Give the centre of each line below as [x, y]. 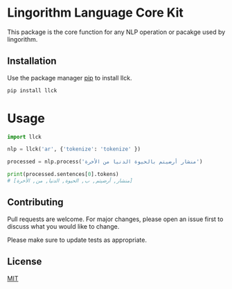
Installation [32, 61]
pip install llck [32, 90]
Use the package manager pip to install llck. [70, 78]
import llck [24, 137]
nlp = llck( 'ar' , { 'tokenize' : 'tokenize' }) [74, 149]
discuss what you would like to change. [63, 226]
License [25, 262]
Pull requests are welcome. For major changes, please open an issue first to [115, 219]
